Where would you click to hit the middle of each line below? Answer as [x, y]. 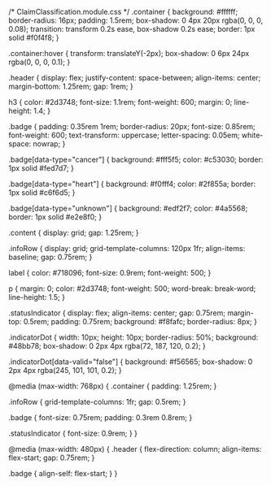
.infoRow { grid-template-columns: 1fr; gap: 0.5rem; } [97, 402]
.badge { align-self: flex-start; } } [63, 473]
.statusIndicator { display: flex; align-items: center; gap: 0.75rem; [117, 313]
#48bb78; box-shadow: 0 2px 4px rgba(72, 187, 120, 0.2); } [107, 346]
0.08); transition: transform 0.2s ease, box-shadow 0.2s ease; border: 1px [132, 29]
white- [252, 135]
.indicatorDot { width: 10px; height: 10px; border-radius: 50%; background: [133, 337]
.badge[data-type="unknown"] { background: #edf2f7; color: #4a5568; [128, 208]
